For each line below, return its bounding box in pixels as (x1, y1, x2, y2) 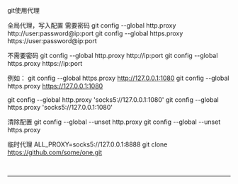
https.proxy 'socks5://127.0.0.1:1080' (7, 103, 113, 111)
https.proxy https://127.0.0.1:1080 (7, 82, 103, 90)
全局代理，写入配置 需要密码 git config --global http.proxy (7, 21, 176, 30)
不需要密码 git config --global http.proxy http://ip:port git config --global (7, 52, 218, 59)
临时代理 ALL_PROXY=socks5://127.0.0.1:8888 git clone (7, 140, 168, 149)
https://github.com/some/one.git (7, 148, 103, 156)
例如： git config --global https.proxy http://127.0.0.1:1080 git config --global (7, 74, 229, 82)
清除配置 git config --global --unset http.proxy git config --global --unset (7, 117, 221, 126)
